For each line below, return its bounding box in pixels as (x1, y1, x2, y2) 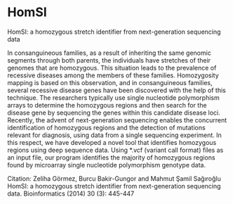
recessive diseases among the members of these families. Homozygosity (7, 71, 219, 79)
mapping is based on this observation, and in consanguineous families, (7, 78, 213, 87)
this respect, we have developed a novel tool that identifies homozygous (7, 138, 217, 146)
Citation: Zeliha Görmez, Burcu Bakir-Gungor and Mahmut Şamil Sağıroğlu (7, 174, 221, 183)
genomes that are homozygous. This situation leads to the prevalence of (7, 63, 217, 72)
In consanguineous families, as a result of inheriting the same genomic (7, 49, 212, 57)
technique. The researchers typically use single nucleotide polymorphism (7, 93, 220, 102)
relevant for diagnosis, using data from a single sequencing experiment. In (7, 131, 222, 139)
